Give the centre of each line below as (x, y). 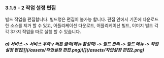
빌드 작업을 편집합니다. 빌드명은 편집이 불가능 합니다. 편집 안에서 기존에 (73, 19)
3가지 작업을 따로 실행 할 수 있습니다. (46, 32)
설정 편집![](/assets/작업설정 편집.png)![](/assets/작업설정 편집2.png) (75, 50)
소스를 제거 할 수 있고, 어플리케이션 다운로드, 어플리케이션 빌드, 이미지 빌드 (82, 26)
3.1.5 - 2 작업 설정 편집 (31, 7)
